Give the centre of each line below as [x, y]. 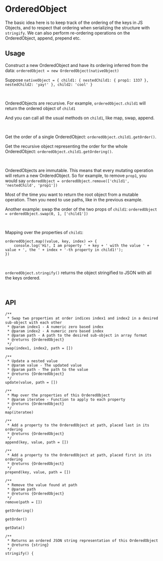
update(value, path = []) [31, 382]
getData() [15, 528]
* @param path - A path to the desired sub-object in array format [77, 335]
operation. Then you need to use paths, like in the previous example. [74, 199]
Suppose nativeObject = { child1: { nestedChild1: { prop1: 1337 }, [77, 80]
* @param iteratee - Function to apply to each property [66, 399]
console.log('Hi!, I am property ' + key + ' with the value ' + [82, 245]
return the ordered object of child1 [40, 108]
